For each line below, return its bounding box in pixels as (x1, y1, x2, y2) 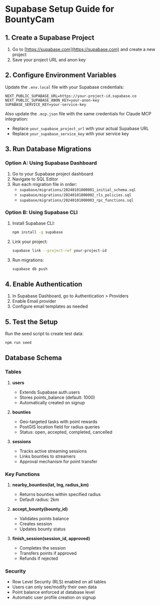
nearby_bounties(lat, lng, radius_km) (12, 482, 89, 488)
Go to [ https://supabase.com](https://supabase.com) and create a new (12, 47, 156, 52)
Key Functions (5, 471, 40, 477)
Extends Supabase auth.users (19, 389, 80, 395)
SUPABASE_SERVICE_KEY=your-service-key (5, 102, 87, 107)
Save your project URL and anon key (12, 57, 86, 62)
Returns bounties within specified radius (19, 491, 101, 497)
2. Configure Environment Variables (5, 71, 116, 79)
